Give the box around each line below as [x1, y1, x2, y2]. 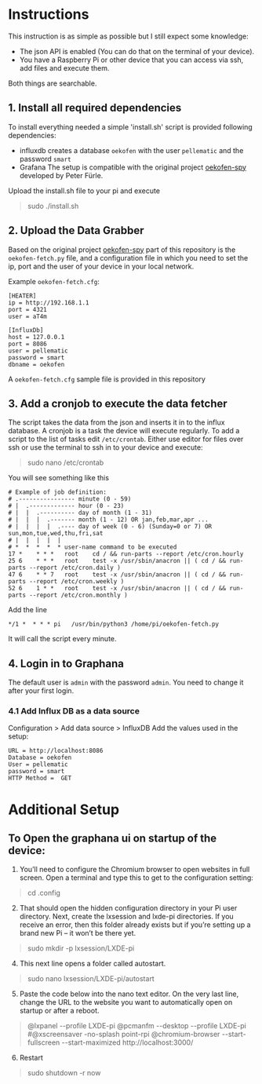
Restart [19, 1053, 43, 1063]
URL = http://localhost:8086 [8, 747, 104, 755]
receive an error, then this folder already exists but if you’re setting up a [19, 920, 251, 929]
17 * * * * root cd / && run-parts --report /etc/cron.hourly [8, 550, 244, 558]
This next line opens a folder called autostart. [19, 959, 166, 969]
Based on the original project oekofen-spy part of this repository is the [8, 245, 236, 254]
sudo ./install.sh [27, 201, 79, 210]
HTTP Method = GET [8, 775, 72, 783]
